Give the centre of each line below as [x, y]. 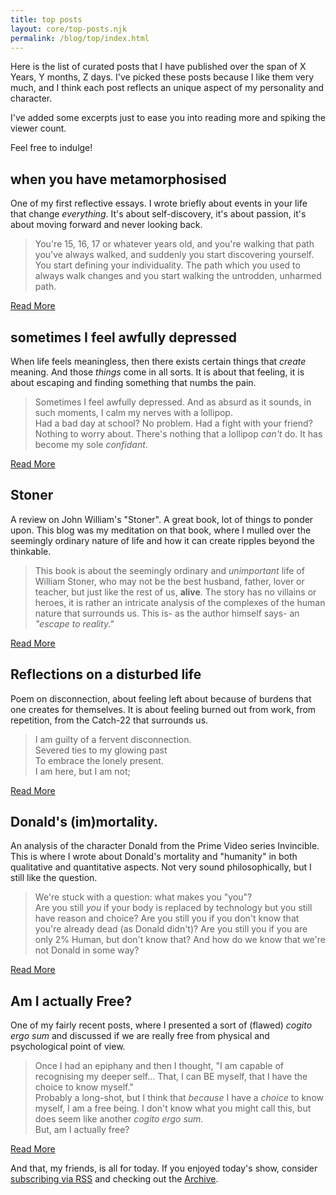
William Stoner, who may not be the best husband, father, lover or [169, 581]
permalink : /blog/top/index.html [80, 38]
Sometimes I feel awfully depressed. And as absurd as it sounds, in [173, 402]
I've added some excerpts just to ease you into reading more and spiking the [168, 118]
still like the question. [54, 878]
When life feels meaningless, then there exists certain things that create [158, 361]
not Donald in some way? [87, 950]
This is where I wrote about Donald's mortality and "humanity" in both [154, 857]
